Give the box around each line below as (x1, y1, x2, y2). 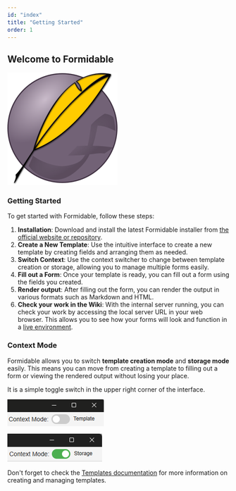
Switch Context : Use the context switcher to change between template (17, 256, 225, 264)
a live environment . (17, 323, 73, 331)
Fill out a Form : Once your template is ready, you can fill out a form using (17, 271, 230, 279)
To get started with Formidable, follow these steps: (7, 212, 155, 220)
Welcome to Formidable (7, 53, 114, 65)
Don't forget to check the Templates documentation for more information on (7, 468, 228, 477)
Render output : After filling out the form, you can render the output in (17, 285, 220, 294)
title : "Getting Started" (7, 18, 83, 26)
